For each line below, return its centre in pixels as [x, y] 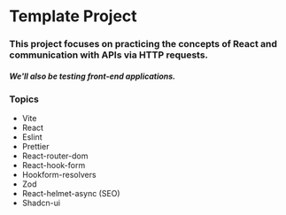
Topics [24, 99]
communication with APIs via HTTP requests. [109, 55]
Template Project [73, 16]
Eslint [32, 137]
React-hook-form [54, 165]
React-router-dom [55, 156]
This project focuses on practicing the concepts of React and [143, 44]
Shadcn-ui [41, 203]
